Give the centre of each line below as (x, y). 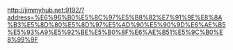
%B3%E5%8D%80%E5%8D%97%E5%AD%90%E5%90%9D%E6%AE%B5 (116, 25)
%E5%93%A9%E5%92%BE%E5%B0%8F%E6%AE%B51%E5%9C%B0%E (115, 32)
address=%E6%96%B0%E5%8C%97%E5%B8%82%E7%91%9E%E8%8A (115, 17)
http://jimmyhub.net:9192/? (46, 10)
